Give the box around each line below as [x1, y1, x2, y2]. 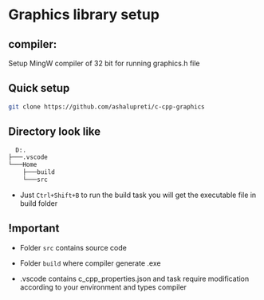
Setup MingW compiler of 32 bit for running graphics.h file [8, 58, 201, 68]
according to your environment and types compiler [19, 282, 187, 292]
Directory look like [8, 125, 101, 139]
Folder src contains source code [19, 243, 128, 252]
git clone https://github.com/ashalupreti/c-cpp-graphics [8, 102, 205, 111]
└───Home [8, 161, 37, 169]
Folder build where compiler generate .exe [19, 258, 161, 268]
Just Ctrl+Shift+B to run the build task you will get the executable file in [19, 190, 257, 199]
